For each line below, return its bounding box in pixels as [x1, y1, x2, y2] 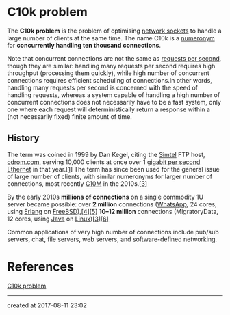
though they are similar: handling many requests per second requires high [7, 61, 216, 70]
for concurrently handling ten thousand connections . [7, 41, 162, 49]
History [7, 133, 40, 144]
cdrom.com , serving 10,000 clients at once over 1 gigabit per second [7, 158, 201, 166]
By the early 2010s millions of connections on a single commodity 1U [7, 193, 204, 201]
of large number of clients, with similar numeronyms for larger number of [7, 172, 213, 180]
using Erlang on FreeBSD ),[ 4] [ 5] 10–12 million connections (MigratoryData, [7, 207, 219, 215]
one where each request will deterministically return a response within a [7, 105, 211, 113]
